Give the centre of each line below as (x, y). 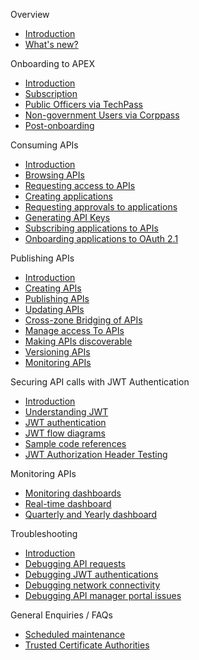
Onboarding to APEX (53, 63)
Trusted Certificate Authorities (87, 645)
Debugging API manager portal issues (103, 595)
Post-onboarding (59, 125)
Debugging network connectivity (92, 585)
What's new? (51, 44)
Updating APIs (54, 309)
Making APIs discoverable (78, 341)
